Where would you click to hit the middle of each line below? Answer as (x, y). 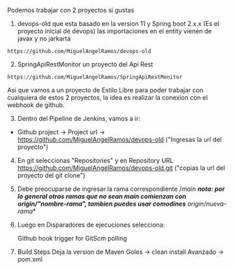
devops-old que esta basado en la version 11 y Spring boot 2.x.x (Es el (118, 23)
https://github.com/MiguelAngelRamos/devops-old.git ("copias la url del (121, 168)
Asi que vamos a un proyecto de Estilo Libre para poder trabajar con (105, 90)
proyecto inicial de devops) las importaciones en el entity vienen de (115, 31)
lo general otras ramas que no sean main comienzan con (102, 196)
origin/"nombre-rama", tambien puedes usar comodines (102, 204)
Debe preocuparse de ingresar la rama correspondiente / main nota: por (121, 189)
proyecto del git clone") (51, 175)
